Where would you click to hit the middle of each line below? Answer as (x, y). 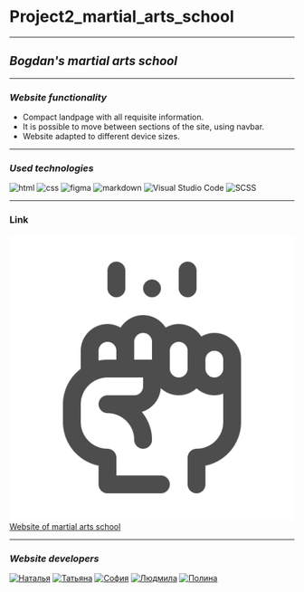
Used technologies (52, 167)
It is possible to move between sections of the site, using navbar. (143, 127)
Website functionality (58, 97)
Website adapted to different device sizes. (101, 137)
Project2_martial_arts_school (122, 17)
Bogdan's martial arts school (94, 61)
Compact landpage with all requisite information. (113, 117)
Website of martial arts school (65, 526)
